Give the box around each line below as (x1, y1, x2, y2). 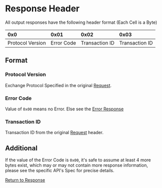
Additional (5, 144, 38, 152)
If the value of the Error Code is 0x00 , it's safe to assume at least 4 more (5, 157, 151, 163)
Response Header (5, 3, 80, 14)
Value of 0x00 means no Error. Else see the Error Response (5, 106, 124, 112)
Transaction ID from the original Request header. (5, 130, 104, 136)
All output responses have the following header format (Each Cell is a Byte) (5, 19, 158, 25)
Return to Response (5, 177, 45, 183)
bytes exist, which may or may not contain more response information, (5, 162, 148, 168)
